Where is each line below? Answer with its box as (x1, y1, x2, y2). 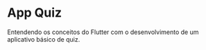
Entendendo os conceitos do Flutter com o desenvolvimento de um (7, 28, 199, 36)
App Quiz (7, 5, 62, 21)
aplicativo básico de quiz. (7, 35, 80, 43)
